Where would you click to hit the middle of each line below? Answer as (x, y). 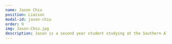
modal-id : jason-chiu (28, 19)
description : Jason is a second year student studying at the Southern (83, 33)
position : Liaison (25, 15)
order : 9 (15, 24)
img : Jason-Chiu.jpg (27, 29)
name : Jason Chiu (24, 10)
